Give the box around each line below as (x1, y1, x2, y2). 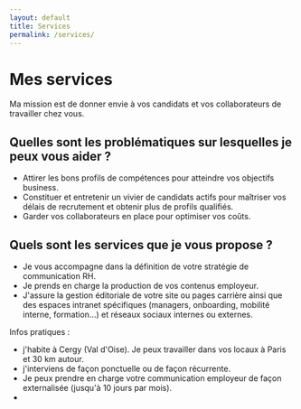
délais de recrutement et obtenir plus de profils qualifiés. (22, 201, 234, 212)
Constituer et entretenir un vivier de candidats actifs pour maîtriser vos (22, 191, 287, 203)
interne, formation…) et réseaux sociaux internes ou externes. (22, 309, 253, 320)
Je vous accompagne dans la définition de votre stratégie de (22, 261, 249, 272)
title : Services (9, 22, 71, 31)
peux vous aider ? (9, 148, 111, 163)
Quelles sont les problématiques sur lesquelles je (9, 135, 292, 150)
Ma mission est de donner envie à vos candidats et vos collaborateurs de (9, 98, 282, 109)
